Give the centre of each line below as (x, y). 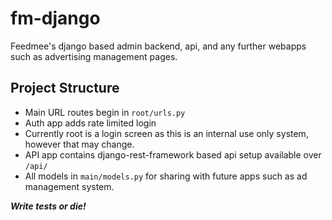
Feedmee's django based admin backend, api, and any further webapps (158, 46)
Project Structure (65, 88)
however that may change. (79, 144)
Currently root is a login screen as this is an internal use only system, (166, 133)
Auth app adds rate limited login (90, 123)
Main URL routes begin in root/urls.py (105, 112)
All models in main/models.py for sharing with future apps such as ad (166, 176)
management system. (69, 186)
